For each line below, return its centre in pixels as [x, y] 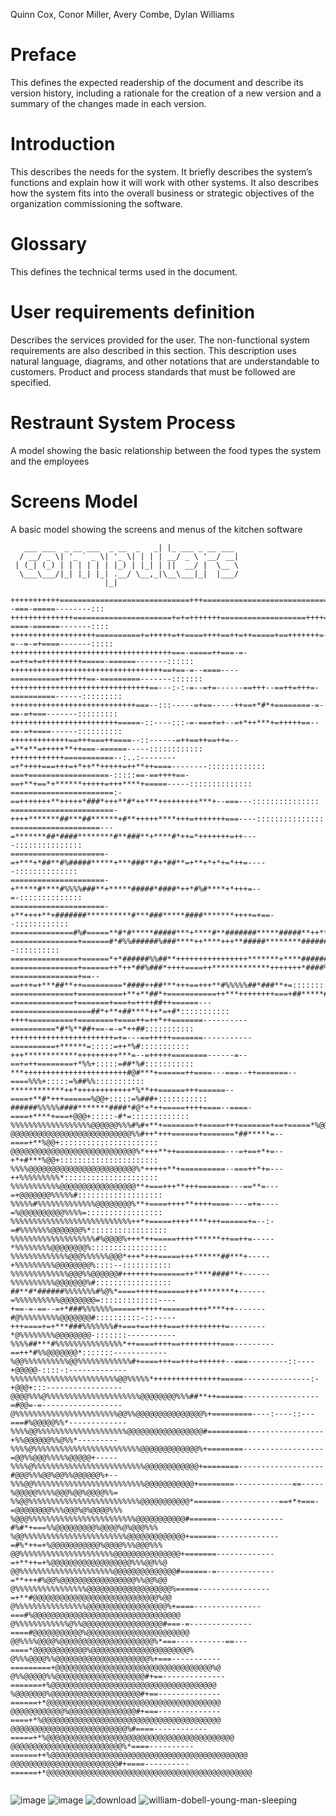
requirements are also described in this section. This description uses [153, 350]
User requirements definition [133, 312]
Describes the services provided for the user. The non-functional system [160, 340]
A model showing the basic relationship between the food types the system [166, 450]
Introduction [63, 144]
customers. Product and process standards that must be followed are [153, 371]
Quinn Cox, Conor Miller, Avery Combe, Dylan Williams [122, 14]
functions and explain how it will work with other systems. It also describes [164, 182]
